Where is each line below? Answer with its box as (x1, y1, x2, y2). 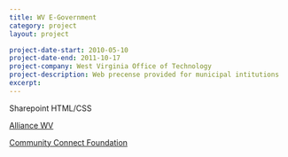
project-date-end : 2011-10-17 (9, 54, 121, 63)
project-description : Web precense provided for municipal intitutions (9, 70, 279, 80)
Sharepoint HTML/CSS (9, 103, 92, 114)
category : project (9, 21, 77, 30)
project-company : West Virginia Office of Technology (9, 62, 213, 71)
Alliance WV (9, 120, 54, 130)
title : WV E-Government (9, 12, 97, 22)
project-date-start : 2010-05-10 (9, 45, 128, 54)
